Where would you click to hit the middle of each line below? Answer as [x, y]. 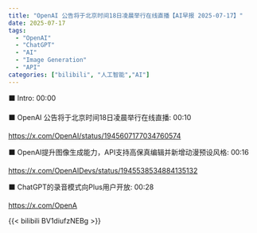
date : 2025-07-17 [37, 23]
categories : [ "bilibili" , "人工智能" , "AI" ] [79, 75]
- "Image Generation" [51, 60]
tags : [17, 30]
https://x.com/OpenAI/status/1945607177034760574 [95, 135]
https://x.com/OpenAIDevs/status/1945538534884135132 [103, 170]
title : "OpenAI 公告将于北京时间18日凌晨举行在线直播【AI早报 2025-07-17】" [126, 16]
